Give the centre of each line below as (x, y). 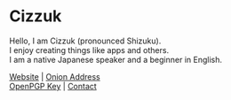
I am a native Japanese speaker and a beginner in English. (115, 59)
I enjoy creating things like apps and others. (89, 50)
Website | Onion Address (55, 76)
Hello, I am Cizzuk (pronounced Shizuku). (85, 41)
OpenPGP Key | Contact (53, 86)
